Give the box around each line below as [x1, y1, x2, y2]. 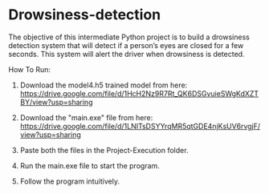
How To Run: [8, 64, 51, 74]
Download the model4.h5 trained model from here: [19, 80, 188, 90]
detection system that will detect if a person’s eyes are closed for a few [8, 40, 244, 50]
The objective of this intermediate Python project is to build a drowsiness [8, 32, 251, 42]
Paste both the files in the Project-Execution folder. [19, 145, 189, 155]
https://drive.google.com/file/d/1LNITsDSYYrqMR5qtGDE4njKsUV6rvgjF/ [19, 121, 261, 131]
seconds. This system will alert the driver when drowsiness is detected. [8, 49, 245, 59]
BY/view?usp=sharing [19, 97, 93, 107]
